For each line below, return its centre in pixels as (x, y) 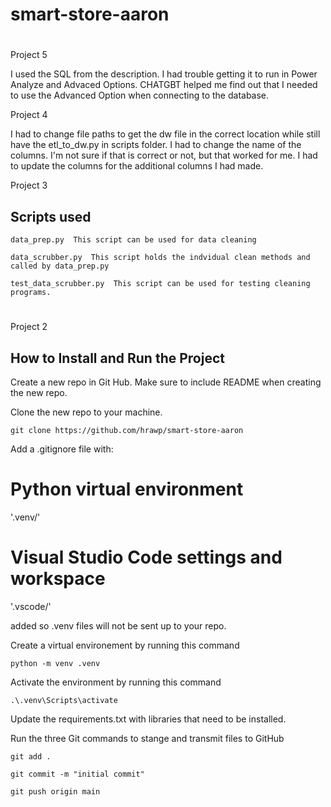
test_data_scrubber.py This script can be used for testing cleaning (160, 284)
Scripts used (51, 216)
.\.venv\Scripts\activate (64, 701)
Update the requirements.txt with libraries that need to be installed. (148, 719)
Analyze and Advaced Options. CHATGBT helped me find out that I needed (164, 85)
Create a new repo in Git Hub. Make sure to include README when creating (166, 382)
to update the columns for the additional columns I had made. (137, 166)
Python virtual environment (127, 489)
